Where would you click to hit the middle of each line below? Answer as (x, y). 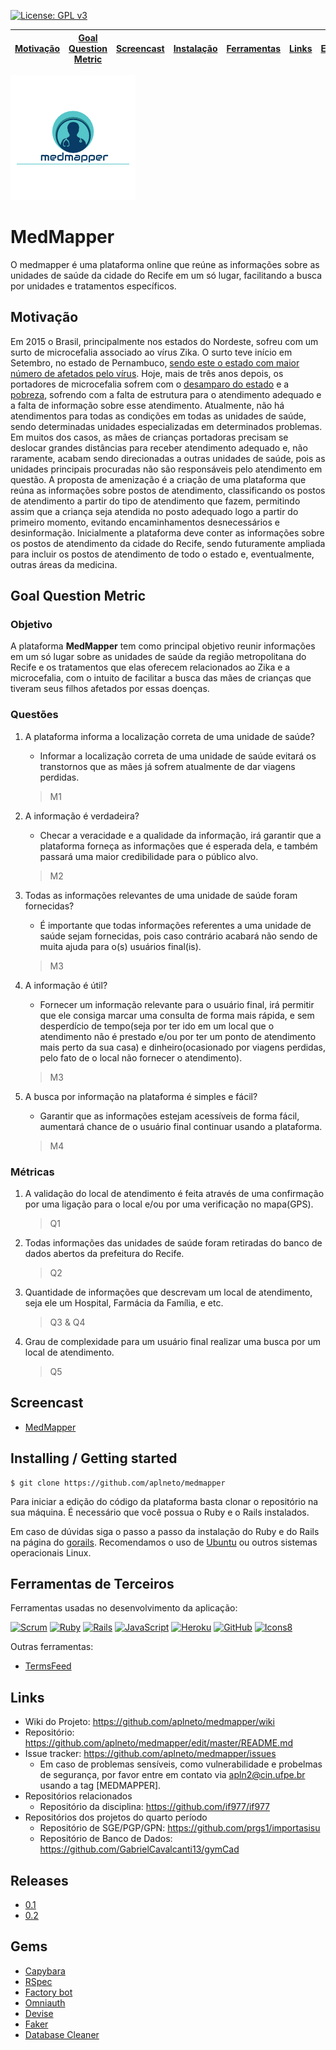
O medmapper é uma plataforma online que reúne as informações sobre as (165, 264)
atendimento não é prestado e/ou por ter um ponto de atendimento (178, 1036)
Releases (39, 1880)
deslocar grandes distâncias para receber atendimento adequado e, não (159, 447)
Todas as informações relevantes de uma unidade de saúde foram (161, 895)
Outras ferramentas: (52, 1647)
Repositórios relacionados (78, 1796)
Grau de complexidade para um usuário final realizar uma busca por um (172, 1342)
